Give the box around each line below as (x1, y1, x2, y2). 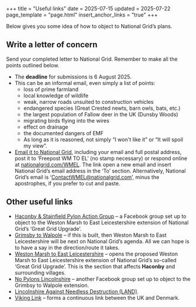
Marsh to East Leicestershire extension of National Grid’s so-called (14, 256, 177, 263)
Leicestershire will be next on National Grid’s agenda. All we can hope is (14, 237, 190, 244)
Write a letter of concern (6, 40, 98, 50)
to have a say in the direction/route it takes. (14, 244, 119, 251)
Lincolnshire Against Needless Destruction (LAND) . (14, 288, 139, 295)
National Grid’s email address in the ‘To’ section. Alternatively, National (14, 167, 186, 174)
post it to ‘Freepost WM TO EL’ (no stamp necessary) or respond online (14, 155, 187, 162)
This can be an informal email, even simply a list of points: (14, 79, 155, 86)
